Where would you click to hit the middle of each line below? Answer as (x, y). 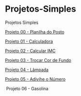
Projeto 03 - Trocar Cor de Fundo (38, 60)
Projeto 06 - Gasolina (27, 88)
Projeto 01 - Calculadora (29, 41)
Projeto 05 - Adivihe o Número (35, 79)
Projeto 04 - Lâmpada (27, 70)
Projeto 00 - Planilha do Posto (35, 32)
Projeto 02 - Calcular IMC (30, 51)
